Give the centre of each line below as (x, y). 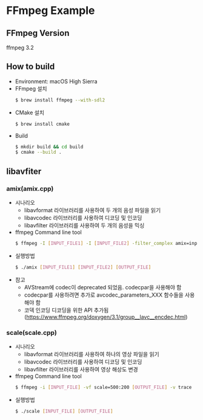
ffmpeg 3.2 (20, 47)
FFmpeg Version (38, 33)
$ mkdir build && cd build (49, 146)
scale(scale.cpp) (32, 332)
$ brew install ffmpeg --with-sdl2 (60, 100)
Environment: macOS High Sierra (56, 81)
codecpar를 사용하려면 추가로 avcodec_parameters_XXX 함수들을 (104, 295)
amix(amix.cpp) (30, 188)
